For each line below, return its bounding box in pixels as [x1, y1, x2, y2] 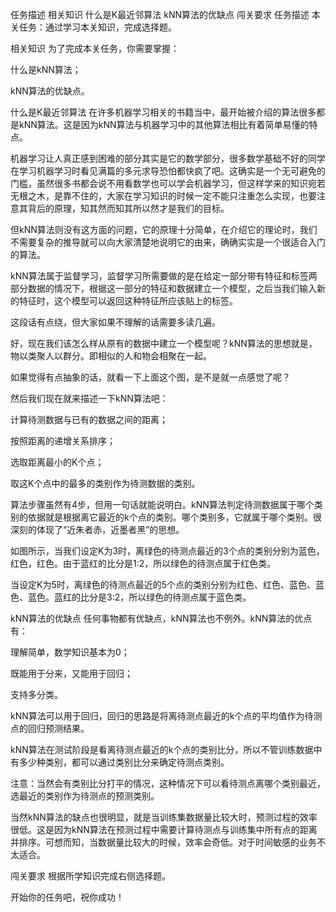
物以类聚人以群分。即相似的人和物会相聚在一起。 [10, 350, 212, 362]
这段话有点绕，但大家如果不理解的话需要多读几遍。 [10, 316, 221, 328]
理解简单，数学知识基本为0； [10, 646, 130, 658]
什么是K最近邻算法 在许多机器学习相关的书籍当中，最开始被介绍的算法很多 [10, 106, 317, 118]
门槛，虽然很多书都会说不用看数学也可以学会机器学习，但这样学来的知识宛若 [10, 178, 326, 189]
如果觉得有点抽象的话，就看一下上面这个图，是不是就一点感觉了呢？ [10, 371, 291, 383]
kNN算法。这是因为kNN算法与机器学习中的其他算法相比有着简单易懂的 [18, 119, 310, 130]
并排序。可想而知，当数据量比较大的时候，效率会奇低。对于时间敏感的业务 [10, 836, 317, 848]
